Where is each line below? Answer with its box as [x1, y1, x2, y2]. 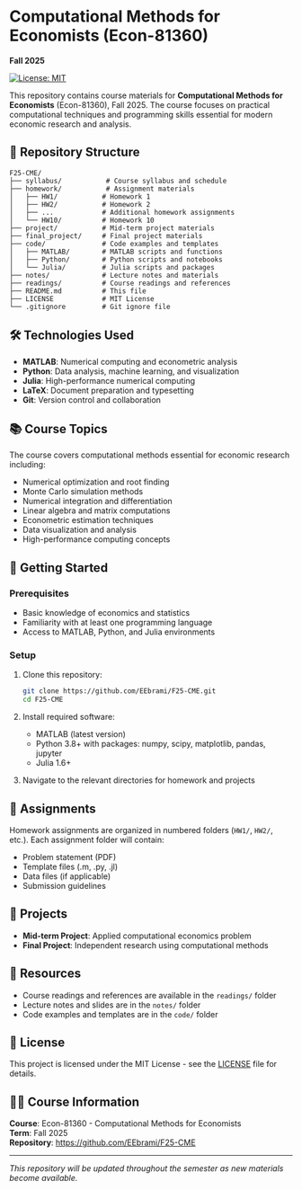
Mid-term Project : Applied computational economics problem [22, 930, 252, 941]
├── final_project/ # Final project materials [9, 231, 203, 240]
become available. [9, 1173, 78, 1184]
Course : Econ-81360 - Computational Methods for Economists [9, 1118, 242, 1129]
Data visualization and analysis [22, 524, 138, 536]
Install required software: [22, 712, 115, 723]
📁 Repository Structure [9, 145, 140, 160]
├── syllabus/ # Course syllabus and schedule [9, 176, 227, 185]
